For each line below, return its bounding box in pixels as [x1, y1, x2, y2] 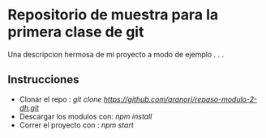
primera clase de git [7, 23, 144, 41]
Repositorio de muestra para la [7, 6, 219, 24]
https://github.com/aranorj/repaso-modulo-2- [103, 94, 257, 104]
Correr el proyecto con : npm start [19, 119, 135, 130]
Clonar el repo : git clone [19, 94, 102, 104]
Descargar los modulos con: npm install [19, 111, 152, 121]
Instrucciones [7, 73, 79, 86]
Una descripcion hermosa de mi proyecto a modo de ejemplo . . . [7, 49, 225, 59]
